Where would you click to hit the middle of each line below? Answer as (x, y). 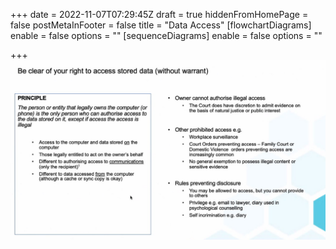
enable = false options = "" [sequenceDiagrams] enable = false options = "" (166, 35)
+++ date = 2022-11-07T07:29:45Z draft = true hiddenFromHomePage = (159, 14)
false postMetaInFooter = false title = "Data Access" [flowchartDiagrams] (161, 25)
